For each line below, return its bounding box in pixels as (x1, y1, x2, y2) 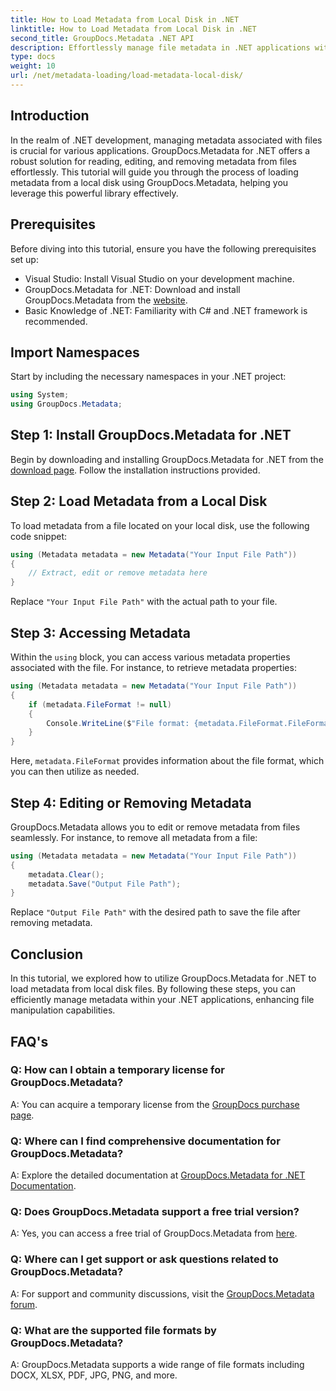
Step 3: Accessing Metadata (10, 624, 191, 641)
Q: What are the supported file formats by (10, 1323, 217, 1337)
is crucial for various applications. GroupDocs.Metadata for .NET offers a (10, 144, 311, 156)
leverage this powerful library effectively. (10, 187, 179, 199)
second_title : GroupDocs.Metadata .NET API (10, 33, 195, 43)
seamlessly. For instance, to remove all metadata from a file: (10, 831, 258, 843)
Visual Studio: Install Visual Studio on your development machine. (24, 272, 295, 285)
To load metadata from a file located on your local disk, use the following (10, 519, 310, 531)
